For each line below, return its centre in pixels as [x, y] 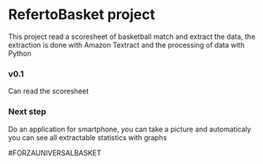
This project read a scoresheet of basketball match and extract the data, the [132, 36]
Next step [27, 112]
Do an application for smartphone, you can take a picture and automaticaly [130, 129]
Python [20, 53]
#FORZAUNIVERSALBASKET [55, 153]
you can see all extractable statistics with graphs [88, 137]
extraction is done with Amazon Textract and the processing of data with [126, 44]
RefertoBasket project [82, 15]
